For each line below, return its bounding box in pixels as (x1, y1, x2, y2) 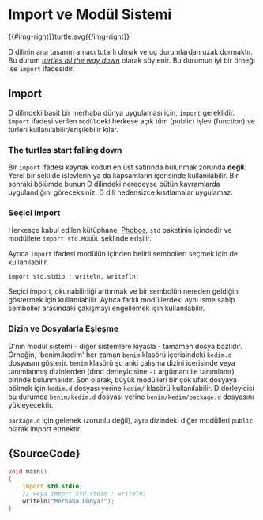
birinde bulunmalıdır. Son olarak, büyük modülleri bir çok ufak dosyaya (8, 374, 237, 385)
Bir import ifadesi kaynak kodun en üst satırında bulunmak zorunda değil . (8, 162, 246, 172)
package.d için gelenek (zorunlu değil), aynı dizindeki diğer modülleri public (8, 416, 254, 425)
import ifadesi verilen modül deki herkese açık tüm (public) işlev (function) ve (8, 116, 255, 126)
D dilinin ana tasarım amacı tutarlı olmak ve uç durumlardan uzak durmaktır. (8, 47, 254, 56)
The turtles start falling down (8, 144, 122, 155)
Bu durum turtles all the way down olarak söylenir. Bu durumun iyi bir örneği (8, 55, 255, 65)
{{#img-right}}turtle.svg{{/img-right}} (8, 32, 130, 41)
